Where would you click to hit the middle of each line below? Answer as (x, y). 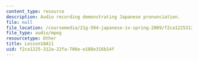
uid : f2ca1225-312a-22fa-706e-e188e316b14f (60, 49)
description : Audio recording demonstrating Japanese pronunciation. (93, 17)
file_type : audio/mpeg (34, 33)
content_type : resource (35, 11)
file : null (19, 22)
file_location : (25, 28)
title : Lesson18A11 (30, 44)
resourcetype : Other (32, 38)
